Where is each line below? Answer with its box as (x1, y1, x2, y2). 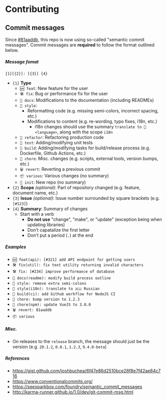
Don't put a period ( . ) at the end (27, 232, 94, 238)
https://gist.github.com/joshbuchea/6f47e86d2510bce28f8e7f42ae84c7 (12, 368, 161, 374)
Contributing (5, 3, 59, 15)
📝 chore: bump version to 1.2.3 (12, 297, 80, 302)
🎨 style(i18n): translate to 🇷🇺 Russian (12, 286, 100, 291)
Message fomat (5, 58, 39, 64)
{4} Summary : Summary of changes (12, 206, 88, 212)
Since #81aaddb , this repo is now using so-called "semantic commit (5, 36, 145, 42)
